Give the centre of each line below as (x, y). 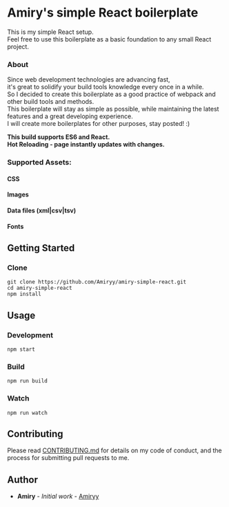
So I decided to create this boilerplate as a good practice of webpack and (111, 94)
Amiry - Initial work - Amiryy (58, 497)
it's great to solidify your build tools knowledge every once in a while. (106, 87)
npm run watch (28, 413)
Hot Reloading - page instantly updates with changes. (86, 145)
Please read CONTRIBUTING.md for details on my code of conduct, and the (114, 450)
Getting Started (41, 248)
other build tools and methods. (51, 102)
